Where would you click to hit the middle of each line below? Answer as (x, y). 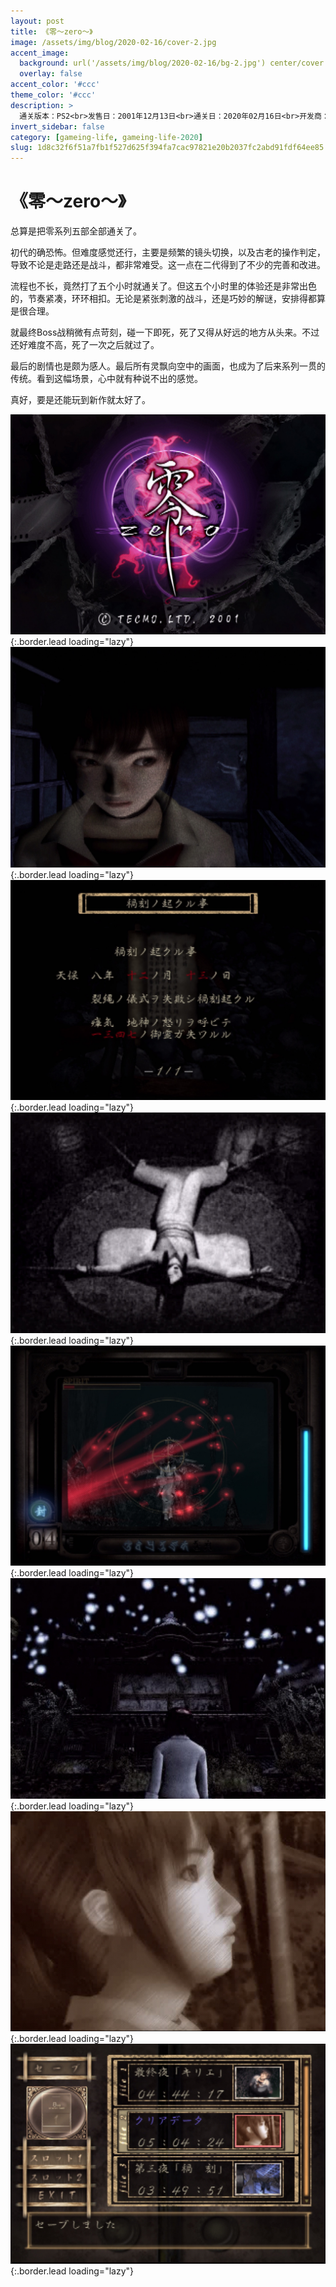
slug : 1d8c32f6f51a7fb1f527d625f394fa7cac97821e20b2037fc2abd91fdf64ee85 (167, 148)
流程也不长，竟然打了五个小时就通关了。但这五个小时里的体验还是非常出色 (163, 286)
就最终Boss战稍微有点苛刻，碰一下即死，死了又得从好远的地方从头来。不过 (165, 332)
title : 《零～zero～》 (51, 31)
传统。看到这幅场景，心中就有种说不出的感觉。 (106, 379)
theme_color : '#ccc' (53, 95)
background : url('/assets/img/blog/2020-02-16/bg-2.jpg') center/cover (172, 63)
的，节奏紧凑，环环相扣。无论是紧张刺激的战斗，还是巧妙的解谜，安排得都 (163, 299)
